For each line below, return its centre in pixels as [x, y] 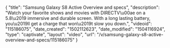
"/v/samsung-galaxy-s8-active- [130, 34]
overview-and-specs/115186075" [40, 40]
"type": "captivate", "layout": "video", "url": [50, 34]
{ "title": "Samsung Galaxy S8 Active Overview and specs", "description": [82, 7]
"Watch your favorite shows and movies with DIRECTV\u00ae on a [76, 13]
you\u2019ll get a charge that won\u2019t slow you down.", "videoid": [79, 23]
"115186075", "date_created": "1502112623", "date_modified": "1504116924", [85, 29]
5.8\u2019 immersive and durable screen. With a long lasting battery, [78, 18]
